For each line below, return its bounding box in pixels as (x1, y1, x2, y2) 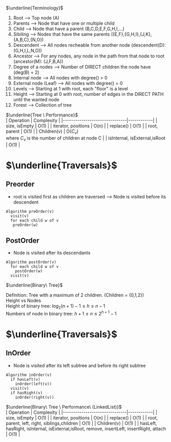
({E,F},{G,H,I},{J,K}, (111, 31, 153, 37)
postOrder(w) (15, 269, 43, 274)
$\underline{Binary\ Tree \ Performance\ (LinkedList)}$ (6, 404, 122, 410)
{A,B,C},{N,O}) (13, 36, 44, 43)
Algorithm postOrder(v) (6, 259, 57, 265)
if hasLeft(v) (10, 377, 40, 382)
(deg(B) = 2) (13, 69, 40, 75)
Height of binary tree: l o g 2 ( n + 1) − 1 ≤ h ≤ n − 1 (6, 303, 105, 310)
